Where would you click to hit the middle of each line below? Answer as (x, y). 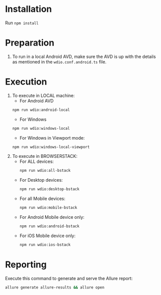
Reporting (26, 265)
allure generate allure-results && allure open (55, 287)
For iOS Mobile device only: (48, 236)
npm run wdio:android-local (41, 110)
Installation (29, 9)
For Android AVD (37, 100)
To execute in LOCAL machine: (43, 96)
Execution (26, 82)
